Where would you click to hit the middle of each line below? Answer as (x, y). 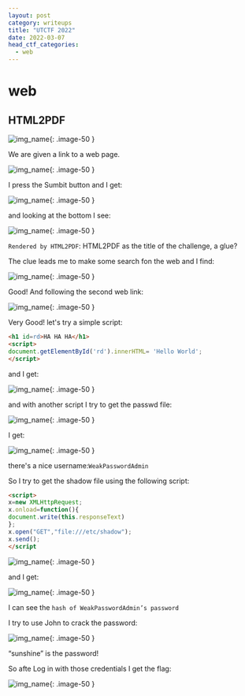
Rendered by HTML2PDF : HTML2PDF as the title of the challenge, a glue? (123, 246)
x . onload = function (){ (44, 510)
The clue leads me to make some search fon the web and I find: (111, 261)
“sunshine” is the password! (54, 653)
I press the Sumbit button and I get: (65, 185)
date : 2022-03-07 (37, 37)
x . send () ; (24, 539)
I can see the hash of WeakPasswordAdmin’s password (94, 607)
